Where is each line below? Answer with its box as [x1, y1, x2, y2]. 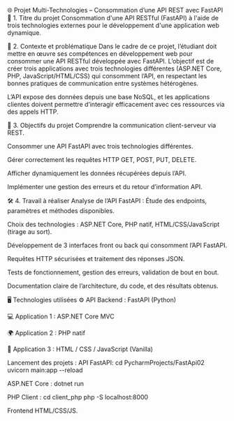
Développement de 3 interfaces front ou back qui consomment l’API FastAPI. [7, 241, 228, 249]
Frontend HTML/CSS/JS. [7, 406, 78, 415]
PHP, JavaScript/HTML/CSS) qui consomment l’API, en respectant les [7, 72, 207, 80]
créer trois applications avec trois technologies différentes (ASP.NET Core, [7, 64, 222, 73]
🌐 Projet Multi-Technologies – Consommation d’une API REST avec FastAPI [7, 6, 224, 14]
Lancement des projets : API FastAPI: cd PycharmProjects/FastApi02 [7, 359, 205, 367]
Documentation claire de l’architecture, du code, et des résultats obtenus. [7, 282, 219, 290]
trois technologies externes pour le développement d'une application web [7, 21, 220, 29]
